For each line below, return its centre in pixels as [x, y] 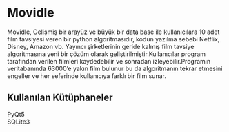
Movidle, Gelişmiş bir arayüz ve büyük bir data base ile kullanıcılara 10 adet [113, 32]
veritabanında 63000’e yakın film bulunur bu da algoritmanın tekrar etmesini [115, 68]
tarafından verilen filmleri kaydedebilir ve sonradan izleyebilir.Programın [109, 61]
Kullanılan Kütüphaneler [60, 98]
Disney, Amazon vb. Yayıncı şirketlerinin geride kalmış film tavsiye [101, 46]
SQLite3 [19, 122]
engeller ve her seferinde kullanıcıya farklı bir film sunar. [87, 76]
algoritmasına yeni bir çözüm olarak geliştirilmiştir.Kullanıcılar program [106, 54]
